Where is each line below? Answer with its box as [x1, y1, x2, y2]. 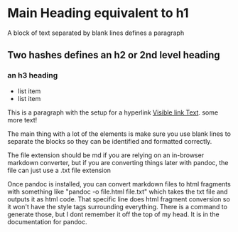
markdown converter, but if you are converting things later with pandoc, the [7, 158, 229, 167]
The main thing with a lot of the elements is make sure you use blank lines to [7, 130, 231, 138]
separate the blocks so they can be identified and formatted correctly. [7, 137, 212, 145]
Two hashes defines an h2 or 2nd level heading [7, 49, 220, 61]
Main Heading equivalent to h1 [7, 5, 189, 21]
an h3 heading [7, 70, 58, 80]
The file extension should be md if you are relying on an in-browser [7, 151, 205, 159]
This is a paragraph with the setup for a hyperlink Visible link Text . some [7, 108, 219, 117]
